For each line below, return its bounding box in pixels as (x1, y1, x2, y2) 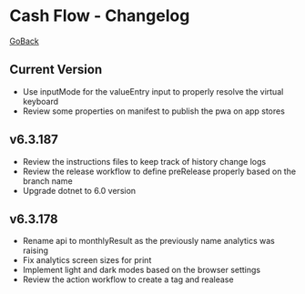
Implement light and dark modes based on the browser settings (22, 265, 261, 276)
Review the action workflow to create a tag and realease (22, 274, 234, 285)
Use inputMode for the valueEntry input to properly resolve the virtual (22, 86, 284, 96)
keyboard (22, 96, 59, 106)
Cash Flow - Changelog (9, 5, 190, 26)
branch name (22, 175, 73, 187)
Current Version (9, 62, 103, 77)
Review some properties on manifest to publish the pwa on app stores (22, 106, 285, 117)
